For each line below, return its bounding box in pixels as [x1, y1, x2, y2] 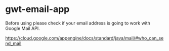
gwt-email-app [5, 3, 70, 15]
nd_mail [5, 40, 22, 46]
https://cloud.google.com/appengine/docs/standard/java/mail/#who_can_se [5, 35, 164, 41]
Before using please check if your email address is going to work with [5, 20, 151, 26]
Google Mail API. [5, 25, 40, 31]
